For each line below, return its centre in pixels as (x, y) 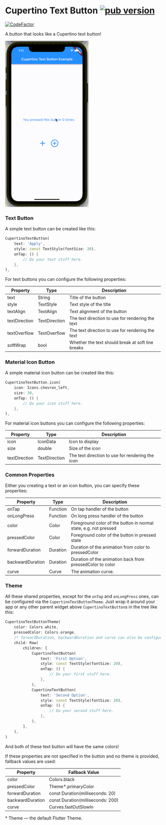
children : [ (35, 648)
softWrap (17, 345)
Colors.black (62, 779)
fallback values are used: (31, 761)
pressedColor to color (93, 564)
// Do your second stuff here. (81, 711)
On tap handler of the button (100, 509)
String (44, 298)
